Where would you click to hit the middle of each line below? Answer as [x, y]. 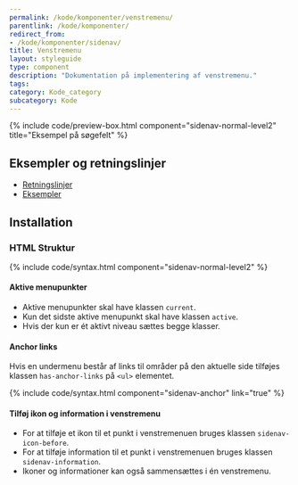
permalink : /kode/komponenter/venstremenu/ [91, 17]
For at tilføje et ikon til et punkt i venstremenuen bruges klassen [139, 433]
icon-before [44, 444]
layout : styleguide [46, 59]
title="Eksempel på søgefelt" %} [69, 136]
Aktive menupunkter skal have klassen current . [109, 308]
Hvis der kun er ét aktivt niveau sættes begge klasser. [121, 326]
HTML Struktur [42, 248]
